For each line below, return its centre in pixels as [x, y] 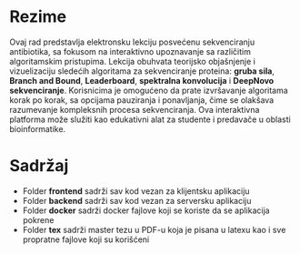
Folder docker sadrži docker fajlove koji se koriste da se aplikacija [146, 210]
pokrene [38, 219]
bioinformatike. [38, 128]
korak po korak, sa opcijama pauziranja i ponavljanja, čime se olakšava [142, 100]
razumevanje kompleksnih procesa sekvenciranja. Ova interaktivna [135, 109]
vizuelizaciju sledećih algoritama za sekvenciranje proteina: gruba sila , [142, 71]
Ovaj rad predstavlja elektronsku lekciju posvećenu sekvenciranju [132, 42]
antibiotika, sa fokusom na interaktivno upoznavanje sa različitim [130, 51]
